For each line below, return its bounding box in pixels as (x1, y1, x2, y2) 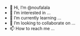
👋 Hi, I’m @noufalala (9, 5, 50, 10)
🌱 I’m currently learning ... (9, 15, 62, 20)
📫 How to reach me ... (9, 26, 55, 31)
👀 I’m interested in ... (9, 10, 51, 16)
